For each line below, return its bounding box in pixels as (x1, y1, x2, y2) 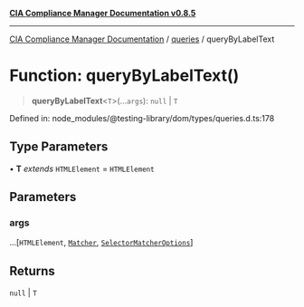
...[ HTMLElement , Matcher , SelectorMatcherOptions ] (9, 237, 194, 248)
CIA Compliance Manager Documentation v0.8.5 (9, 8, 196, 18)
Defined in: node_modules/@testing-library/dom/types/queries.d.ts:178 (9, 112, 275, 123)
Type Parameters (9, 139, 109, 155)
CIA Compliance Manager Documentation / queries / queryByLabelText (9, 34, 275, 44)
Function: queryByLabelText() (9, 65, 240, 86)
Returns (9, 263, 56, 279)
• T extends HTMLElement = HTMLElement (9, 163, 156, 174)
